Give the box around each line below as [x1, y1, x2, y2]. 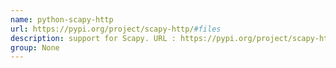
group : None [10, 42, 60, 53]
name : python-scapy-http [10, 14, 114, 25]
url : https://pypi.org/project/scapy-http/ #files [10, 24, 222, 34]
